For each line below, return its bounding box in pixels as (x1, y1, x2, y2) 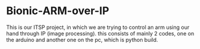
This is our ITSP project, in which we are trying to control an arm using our (6, 24, 190, 31)
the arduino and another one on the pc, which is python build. (6, 36, 159, 43)
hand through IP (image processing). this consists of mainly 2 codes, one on (6, 30, 195, 37)
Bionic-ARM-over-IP (6, 4, 110, 18)
